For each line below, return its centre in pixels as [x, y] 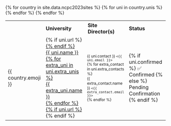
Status [137, 28]
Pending [139, 87]
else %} [138, 81]
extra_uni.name [64, 90]
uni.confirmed [146, 62]
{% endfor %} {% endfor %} [35, 13]
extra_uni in [60, 65]
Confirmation [145, 94]
